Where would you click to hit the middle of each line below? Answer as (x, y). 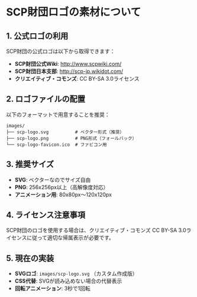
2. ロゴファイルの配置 (46, 99)
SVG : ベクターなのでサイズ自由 (53, 180)
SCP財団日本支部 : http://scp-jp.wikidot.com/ (69, 71)
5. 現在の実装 (30, 258)
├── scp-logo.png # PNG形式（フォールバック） (72, 138)
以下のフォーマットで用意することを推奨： (58, 114)
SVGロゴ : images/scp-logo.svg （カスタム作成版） (76, 274)
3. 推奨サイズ (30, 165)
